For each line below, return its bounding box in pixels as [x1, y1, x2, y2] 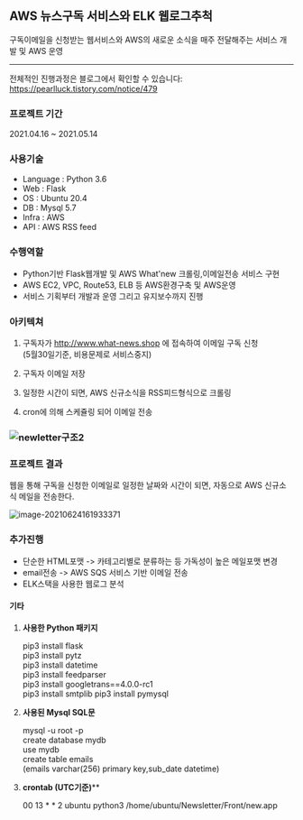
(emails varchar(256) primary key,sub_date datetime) [22, 763, 220, 774]
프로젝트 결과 [9, 457, 63, 470]
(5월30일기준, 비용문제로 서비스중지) [22, 349, 152, 359]
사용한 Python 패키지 [22, 622, 98, 633]
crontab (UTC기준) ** [22, 781, 101, 792]
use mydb [22, 743, 60, 755]
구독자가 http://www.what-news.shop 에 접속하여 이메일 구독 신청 [22, 337, 259, 348]
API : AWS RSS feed [22, 222, 97, 233]
